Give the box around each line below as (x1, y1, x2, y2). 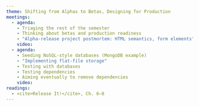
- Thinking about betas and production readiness (17, 31, 142, 37)
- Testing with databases (17, 63, 81, 69)
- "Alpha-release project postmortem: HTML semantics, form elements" (17, 36, 195, 42)
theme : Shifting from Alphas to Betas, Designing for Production (6, 8, 171, 15)
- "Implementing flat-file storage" (17, 58, 108, 64)
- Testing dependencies (17, 69, 76, 75)
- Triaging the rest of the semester (17, 25, 110, 31)
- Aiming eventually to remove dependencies (17, 74, 129, 80)
